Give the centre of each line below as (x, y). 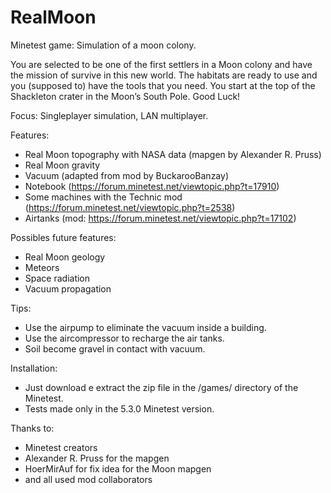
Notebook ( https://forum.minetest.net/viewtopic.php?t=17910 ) (152, 186)
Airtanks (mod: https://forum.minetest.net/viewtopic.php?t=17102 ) (160, 218)
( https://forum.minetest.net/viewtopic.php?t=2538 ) (130, 207)
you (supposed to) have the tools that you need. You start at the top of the (163, 85)
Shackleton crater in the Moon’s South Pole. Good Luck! (125, 96)
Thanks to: (32, 428)
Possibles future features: (63, 237)
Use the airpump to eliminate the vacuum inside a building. (145, 327)
